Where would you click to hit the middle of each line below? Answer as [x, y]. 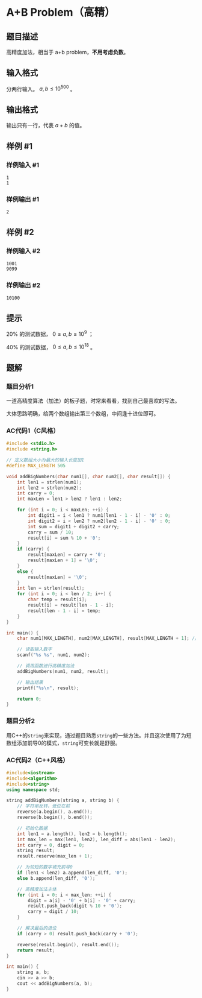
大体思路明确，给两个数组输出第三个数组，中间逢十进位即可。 [83, 414]
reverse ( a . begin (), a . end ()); [55, 812]
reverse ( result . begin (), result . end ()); [68, 944]
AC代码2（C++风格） [38, 760]
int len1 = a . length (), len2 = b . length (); [72, 834]
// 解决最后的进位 [37, 928]
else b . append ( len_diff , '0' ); [56, 878]
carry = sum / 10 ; [51, 532]
